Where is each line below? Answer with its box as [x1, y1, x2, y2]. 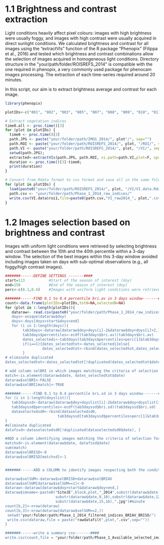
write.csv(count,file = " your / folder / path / [5, 535, 95, 540]
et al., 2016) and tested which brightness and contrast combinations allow [5, 50, 154, 57]
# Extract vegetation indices [5, 118, 67, 123]
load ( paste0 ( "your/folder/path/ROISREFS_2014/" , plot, [9, 186, 123, 191]
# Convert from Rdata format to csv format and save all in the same [5, 178, 150, 182]
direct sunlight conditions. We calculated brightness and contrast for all [5, 40, 149, 46]
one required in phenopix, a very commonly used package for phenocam [5, 66, 152, 72]
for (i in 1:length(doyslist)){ [5, 395, 71, 401]
